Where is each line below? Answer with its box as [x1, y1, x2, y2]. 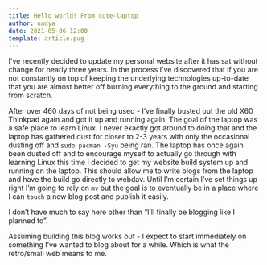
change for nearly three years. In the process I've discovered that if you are [8, 65, 259, 75]
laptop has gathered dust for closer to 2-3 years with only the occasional [8, 132, 250, 142]
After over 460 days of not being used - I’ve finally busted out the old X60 [8, 106, 253, 116]
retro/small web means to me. [8, 249, 107, 259]
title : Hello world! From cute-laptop [8, 11, 138, 20]
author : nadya [8, 19, 56, 27]
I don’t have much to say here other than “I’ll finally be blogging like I [8, 207, 236, 217]
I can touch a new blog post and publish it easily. [8, 192, 169, 201]
